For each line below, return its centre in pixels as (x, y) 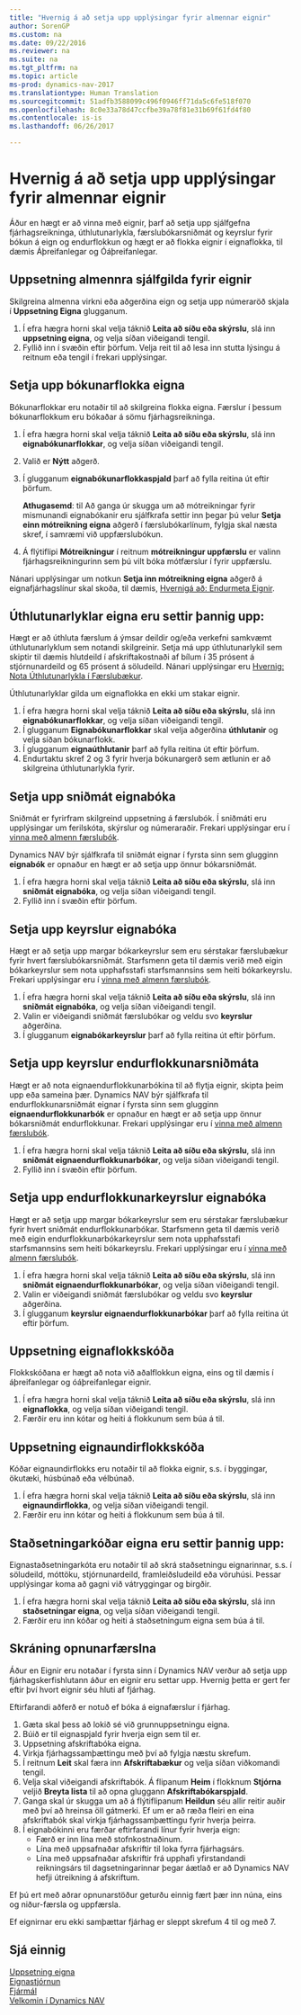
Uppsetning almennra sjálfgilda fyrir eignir (130, 280)
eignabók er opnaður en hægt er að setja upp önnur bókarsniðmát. (133, 864)
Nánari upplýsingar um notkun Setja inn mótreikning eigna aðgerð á (136, 578)
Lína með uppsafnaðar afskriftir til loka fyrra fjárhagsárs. (140, 1849)
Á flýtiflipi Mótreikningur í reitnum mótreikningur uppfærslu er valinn (151, 551)
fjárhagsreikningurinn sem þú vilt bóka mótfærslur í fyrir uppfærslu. (147, 561)
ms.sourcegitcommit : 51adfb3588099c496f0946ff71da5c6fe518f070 (130, 101)
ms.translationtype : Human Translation (84, 93)
